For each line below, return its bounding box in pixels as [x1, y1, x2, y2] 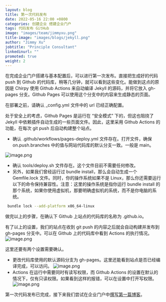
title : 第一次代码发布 [5, 12, 47, 17]
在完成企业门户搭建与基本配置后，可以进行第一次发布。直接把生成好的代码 [5, 73, 158, 79]
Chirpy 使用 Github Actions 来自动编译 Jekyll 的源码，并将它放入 [14, 85, 147, 91]
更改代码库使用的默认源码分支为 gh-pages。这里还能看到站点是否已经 [12, 257, 156, 263]
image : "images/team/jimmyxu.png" [5, 30, 77, 35]
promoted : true [5, 53, 37, 59]
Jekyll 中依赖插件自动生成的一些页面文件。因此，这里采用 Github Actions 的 [5, 119, 161, 125]
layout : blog [5, 7, 32, 12]
